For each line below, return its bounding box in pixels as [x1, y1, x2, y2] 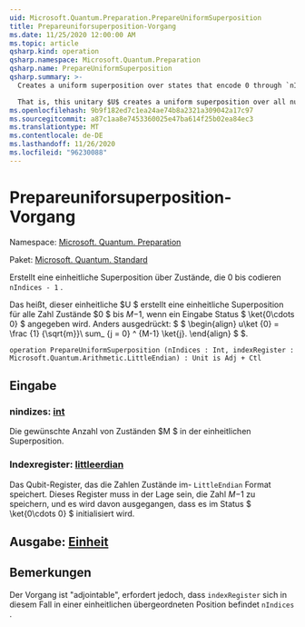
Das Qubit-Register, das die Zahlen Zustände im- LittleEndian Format [9, 479, 271, 490]
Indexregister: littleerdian [9, 458, 124, 471]
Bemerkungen [9, 565, 93, 581]
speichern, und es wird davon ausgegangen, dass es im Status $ [9, 498, 251, 509]
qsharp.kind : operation [9, 47, 100, 56]
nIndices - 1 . [9, 281, 64, 292]
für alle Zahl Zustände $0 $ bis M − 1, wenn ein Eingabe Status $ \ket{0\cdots [9, 308, 295, 319]
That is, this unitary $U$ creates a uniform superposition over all [17, 97, 286, 106]
